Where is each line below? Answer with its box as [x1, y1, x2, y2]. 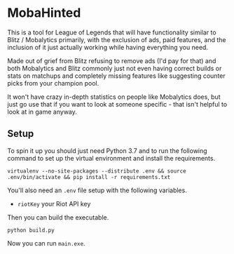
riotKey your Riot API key [17, 199, 91, 208]
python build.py [7, 227, 55, 234]
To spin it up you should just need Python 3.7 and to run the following [7, 146, 208, 155]
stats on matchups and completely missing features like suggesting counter [7, 72, 226, 80]
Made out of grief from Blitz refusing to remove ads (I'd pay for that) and [7, 56, 216, 65]
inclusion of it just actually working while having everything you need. [7, 43, 209, 51]
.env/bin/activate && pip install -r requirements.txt [7, 173, 171, 180]
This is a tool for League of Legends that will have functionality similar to [7, 28, 216, 36]
